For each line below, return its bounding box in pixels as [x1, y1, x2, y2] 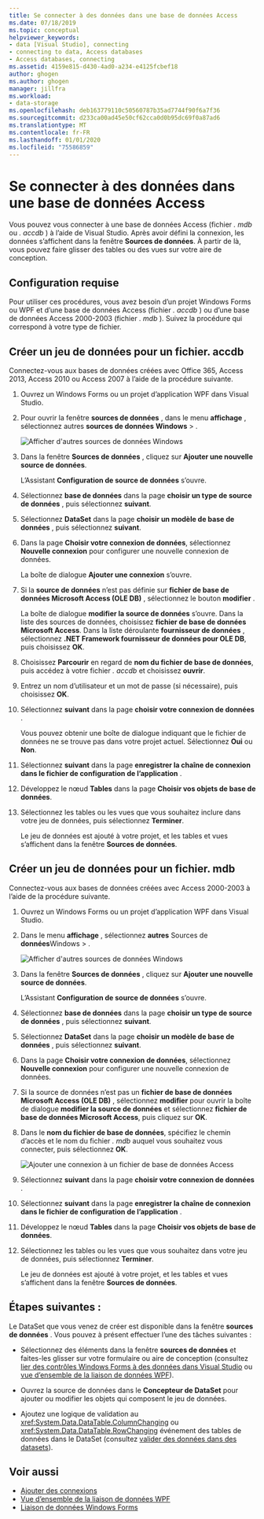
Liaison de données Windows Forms [20, 1502, 138, 1512]
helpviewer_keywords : [9, 33, 80, 42]
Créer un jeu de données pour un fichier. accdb [9, 345, 244, 358]
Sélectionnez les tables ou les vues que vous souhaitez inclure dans [20, 808, 241, 817]
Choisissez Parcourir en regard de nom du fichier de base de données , [20, 657, 254, 667]
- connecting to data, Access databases [9, 48, 144, 56]
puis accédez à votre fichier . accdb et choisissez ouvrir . [20, 666, 206, 675]
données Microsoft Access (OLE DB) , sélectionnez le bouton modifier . [20, 593, 255, 603]
